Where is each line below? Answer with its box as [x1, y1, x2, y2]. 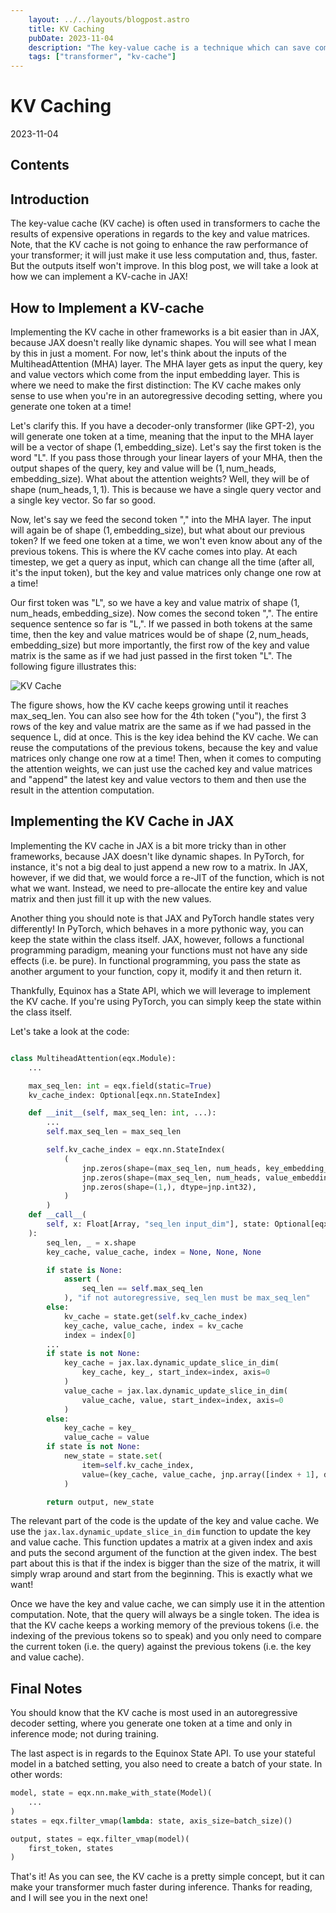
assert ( [63, 1274, 101, 1285]
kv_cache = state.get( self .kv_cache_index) [63, 1311, 248, 1321]
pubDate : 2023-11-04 [28, 33, 114, 43]
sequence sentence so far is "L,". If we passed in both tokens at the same [10, 618, 313, 630]
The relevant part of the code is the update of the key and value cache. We [10, 1515, 320, 1527]
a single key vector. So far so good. [10, 494, 156, 506]
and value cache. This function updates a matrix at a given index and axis [10, 1536, 313, 1548]
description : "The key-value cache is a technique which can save [28, 42, 311, 53]
